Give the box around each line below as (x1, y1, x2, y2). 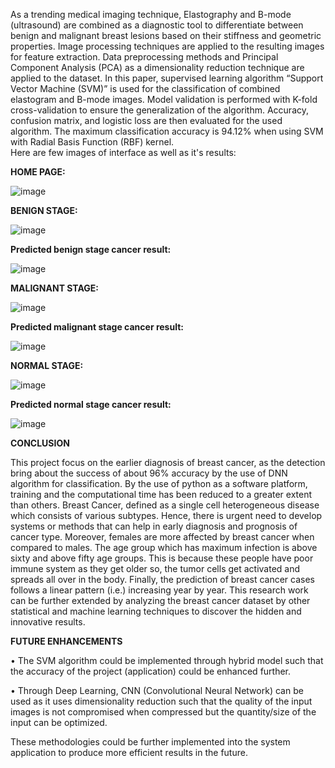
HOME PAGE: (10, 166, 66, 178)
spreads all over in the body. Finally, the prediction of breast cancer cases (10, 574, 316, 585)
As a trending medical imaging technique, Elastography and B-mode (10, 9, 292, 20)
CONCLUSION (10, 437, 70, 449)
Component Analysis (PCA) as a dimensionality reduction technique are (10, 62, 305, 73)
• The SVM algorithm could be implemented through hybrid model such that (10, 655, 324, 666)
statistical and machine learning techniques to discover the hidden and (10, 605, 302, 617)
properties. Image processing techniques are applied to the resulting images (10, 40, 325, 52)
